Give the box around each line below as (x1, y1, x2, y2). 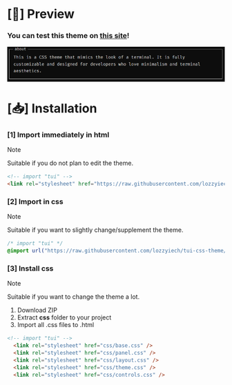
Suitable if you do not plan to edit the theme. (7, 159, 133, 168)
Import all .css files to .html (17, 321, 95, 329)
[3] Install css (7, 264, 54, 273)
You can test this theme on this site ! (7, 31, 130, 41)
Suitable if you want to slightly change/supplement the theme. (7, 226, 184, 234)
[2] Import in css (7, 197, 64, 206)
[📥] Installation (7, 100, 97, 116)
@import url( (7, 248, 45, 255)
